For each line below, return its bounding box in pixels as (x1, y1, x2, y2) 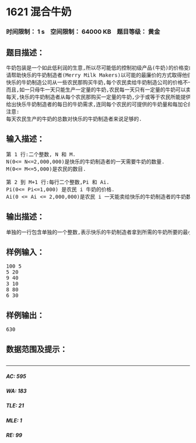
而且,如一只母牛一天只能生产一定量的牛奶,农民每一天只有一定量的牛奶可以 (6, 86, 186, 93)
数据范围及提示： (6, 344, 68, 354)
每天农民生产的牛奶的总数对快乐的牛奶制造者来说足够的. (6, 115, 142, 122)
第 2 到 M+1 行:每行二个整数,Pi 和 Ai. (6, 179, 110, 185)
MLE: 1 (6, 417, 22, 424)
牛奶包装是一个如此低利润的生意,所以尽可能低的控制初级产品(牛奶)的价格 (6, 64, 184, 71)
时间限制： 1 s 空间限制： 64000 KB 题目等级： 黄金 (6, 27, 160, 36)
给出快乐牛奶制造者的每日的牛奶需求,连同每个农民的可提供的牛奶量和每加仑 (6, 101, 188, 108)
